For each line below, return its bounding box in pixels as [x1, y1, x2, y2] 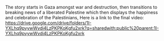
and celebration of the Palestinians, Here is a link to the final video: [5, 15, 144, 20]
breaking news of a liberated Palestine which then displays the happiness [5, 9, 158, 15]
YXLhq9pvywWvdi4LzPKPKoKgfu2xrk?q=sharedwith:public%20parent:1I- [5, 25, 159, 31]
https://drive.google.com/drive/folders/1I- [5, 20, 92, 26]
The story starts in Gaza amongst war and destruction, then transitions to [5, 4, 157, 10]
